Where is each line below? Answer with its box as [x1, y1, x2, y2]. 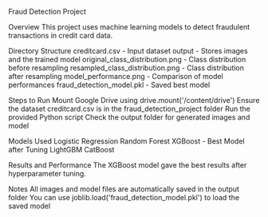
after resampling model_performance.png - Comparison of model [8, 72, 223, 81]
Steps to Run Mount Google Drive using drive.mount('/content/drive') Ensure [8, 96, 260, 105]
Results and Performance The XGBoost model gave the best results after [8, 160, 247, 170]
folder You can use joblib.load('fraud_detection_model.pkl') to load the [8, 193, 240, 202]
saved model [8, 201, 51, 211]
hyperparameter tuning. [8, 169, 86, 178]
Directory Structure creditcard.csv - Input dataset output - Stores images [8, 46, 249, 55]
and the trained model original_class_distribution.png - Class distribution [8, 55, 246, 64]
